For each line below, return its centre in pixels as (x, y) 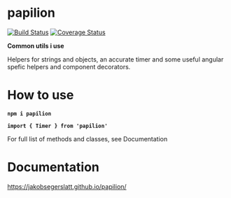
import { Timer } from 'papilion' (58, 126)
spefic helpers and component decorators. (69, 66)
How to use (41, 95)
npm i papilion (29, 113)
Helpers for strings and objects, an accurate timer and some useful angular (115, 59)
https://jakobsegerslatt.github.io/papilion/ (67, 186)
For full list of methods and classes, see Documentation (87, 139)
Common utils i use (36, 45)
